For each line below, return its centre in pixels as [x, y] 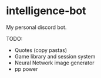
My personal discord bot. [36, 27]
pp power [26, 69]
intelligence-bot [46, 11]
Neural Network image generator [55, 63]
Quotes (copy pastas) [41, 50]
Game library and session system [55, 56]
